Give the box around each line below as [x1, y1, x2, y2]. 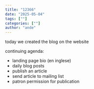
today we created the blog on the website [5, 39, 89, 44]
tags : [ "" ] [5, 16, 27, 21]
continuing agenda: [5, 48, 44, 54]
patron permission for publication [12, 79, 80, 85]
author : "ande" [5, 25, 36, 30]
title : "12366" [5, 7, 36, 12]
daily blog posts [12, 63, 45, 69]
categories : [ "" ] [5, 21, 41, 26]
